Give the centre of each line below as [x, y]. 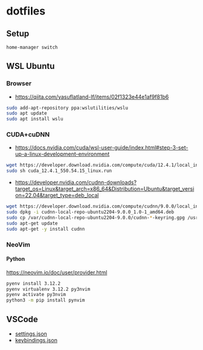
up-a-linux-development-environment [62, 154]
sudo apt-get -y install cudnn [46, 229]
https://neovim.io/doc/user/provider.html [57, 272]
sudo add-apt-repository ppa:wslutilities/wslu [67, 108]
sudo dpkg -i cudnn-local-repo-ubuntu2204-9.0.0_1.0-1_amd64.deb [90, 212]
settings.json [31, 334]
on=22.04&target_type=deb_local [57, 196]
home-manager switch [32, 47]
